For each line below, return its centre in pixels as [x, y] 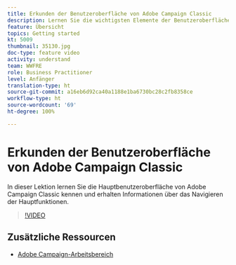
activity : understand [39, 60]
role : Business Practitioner [50, 72]
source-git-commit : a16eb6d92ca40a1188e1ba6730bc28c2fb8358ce [100, 92]
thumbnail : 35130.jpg [39, 46]
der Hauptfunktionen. [38, 201]
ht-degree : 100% [31, 111]
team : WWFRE [25, 66]
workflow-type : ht [34, 99]
